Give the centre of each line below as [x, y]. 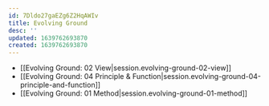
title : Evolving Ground [48, 23]
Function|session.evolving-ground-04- [196, 77]
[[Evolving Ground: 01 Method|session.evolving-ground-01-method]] [133, 93]
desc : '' [23, 30]
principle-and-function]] [60, 85]
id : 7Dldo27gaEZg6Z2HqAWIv [53, 16]
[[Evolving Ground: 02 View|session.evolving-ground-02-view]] [125, 68]
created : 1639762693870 [48, 45]
